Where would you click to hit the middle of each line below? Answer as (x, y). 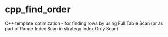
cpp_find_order (38, 9)
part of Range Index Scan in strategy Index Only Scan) (62, 28)
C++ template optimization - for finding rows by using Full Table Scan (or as (84, 23)
